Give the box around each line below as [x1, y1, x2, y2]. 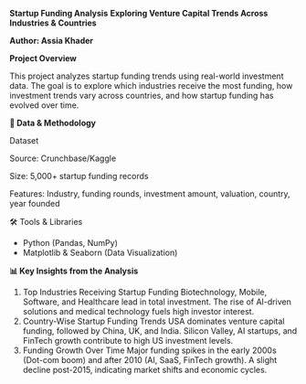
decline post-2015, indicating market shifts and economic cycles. [22, 365, 268, 375]
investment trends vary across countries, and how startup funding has [9, 91, 274, 101]
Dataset [9, 135, 39, 145]
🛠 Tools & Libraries [9, 217, 83, 227]
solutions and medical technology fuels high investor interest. [22, 306, 255, 316]
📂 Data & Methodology [9, 118, 97, 128]
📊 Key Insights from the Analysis [9, 265, 139, 276]
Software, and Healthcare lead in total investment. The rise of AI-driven [22, 296, 292, 307]
